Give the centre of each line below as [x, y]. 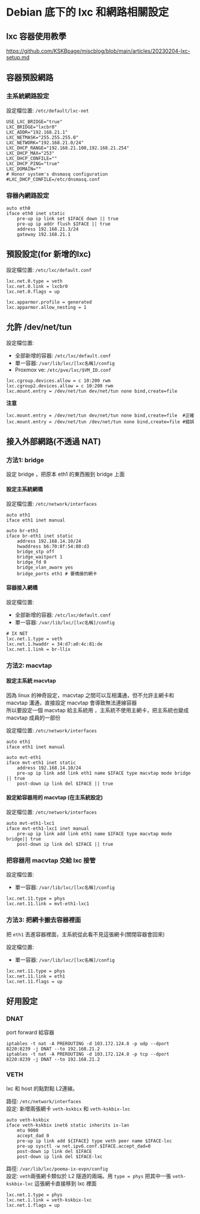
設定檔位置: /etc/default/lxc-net [48, 110]
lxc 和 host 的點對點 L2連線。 [42, 1088]
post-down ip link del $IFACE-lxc [60, 1157]
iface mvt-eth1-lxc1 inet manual [48, 829]
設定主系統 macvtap [31, 681]
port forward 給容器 [30, 1033]
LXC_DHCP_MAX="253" [30, 153]
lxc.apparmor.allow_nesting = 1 [46, 307]
